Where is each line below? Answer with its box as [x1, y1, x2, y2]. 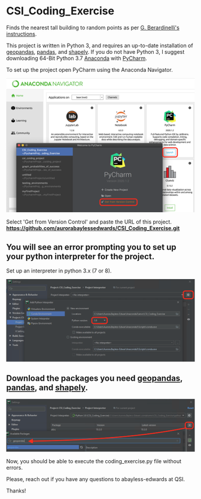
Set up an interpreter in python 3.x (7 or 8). [6, 267, 112, 274]
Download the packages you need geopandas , [6, 374, 183, 384]
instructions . [6, 30, 37, 37]
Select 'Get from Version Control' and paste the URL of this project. [6, 218, 172, 225]
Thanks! [6, 487, 26, 494]
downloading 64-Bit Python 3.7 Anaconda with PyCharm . [6, 54, 148, 62]
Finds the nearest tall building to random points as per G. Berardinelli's [6, 24, 179, 31]
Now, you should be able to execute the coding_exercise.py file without [6, 458, 182, 465]
